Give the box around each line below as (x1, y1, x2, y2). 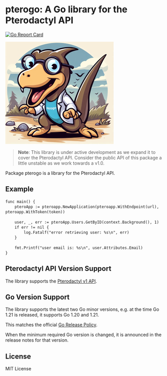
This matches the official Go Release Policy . (5, 322, 98, 328)
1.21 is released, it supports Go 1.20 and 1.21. (5, 312, 99, 318)
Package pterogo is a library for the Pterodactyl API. (5, 170, 115, 176)
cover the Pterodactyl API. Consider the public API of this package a (17, 154, 162, 161)
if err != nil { (14, 225, 50, 230)
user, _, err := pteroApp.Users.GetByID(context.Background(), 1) (14, 220, 159, 225)
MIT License (5, 366, 32, 372)
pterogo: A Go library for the (5, 4, 128, 15)
